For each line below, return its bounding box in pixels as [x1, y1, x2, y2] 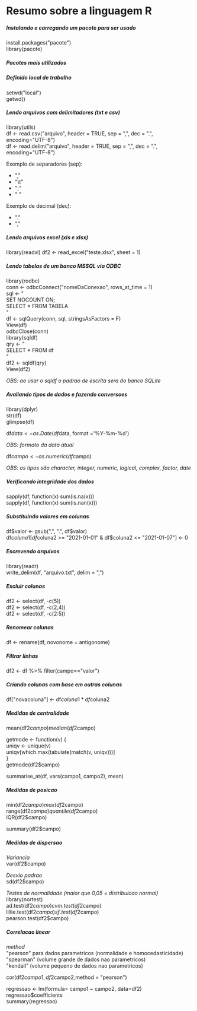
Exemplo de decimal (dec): [6, 202, 72, 210]
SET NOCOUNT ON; [6, 296, 55, 303]
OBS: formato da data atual [6, 441, 74, 449]
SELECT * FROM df [6, 347, 54, 354]
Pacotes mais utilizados [6, 59, 67, 66]
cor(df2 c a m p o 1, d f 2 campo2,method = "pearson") [6, 974, 127, 981]
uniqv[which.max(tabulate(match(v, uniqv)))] [6, 749, 115, 756]
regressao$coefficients [6, 991, 63, 999]
